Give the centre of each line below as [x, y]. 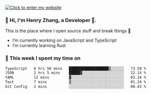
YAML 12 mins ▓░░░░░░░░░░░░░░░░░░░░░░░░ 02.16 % [76, 78]
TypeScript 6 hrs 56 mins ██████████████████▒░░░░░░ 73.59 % [76, 69]
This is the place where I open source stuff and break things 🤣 [68, 31]
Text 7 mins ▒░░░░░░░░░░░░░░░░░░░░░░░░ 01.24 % [76, 82]
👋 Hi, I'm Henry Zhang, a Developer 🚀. [51, 20]
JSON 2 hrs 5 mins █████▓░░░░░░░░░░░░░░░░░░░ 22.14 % [76, 73]
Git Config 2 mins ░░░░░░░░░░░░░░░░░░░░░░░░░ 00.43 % [76, 87]
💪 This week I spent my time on [43, 58]
